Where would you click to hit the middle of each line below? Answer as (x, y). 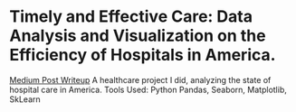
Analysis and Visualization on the (138, 36)
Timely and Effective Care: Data (131, 17)
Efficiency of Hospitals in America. (143, 55)
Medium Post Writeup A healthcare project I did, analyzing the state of (140, 79)
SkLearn (25, 99)
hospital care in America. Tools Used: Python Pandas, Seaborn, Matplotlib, (148, 89)
